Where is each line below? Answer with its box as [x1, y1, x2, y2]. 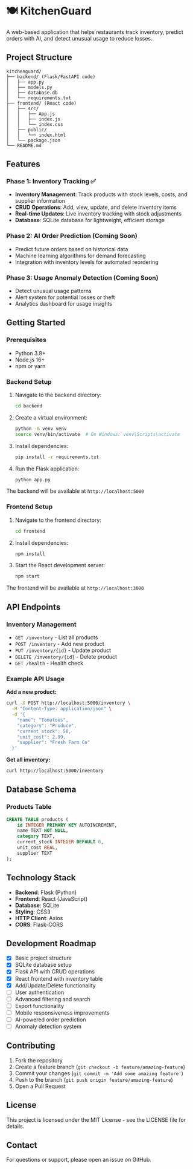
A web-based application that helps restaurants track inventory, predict [6, 28, 184, 36]
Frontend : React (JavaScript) [14, 895, 88, 902]
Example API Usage [6, 674, 65, 683]
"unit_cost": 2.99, [17, 734, 66, 740]
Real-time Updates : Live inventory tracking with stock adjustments [14, 210, 182, 217]
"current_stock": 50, [17, 728, 71, 734]
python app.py [14, 476, 51, 482]
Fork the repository [14, 1056, 63, 1064]
